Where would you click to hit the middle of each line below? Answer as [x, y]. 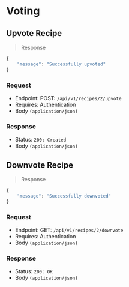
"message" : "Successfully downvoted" [64, 196]
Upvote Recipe [34, 33]
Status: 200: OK [34, 271]
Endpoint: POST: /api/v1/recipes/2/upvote [68, 98]
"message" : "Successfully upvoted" [61, 64]
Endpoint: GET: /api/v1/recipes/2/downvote [69, 230]
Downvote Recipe [40, 165]
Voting [23, 11]
